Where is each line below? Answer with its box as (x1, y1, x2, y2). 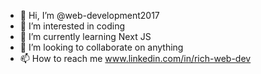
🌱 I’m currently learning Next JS (19, 31, 152, 42)
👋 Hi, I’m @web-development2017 (19, 10, 160, 21)
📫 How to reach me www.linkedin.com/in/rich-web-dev (19, 53, 252, 64)
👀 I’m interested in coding (19, 20, 126, 32)
